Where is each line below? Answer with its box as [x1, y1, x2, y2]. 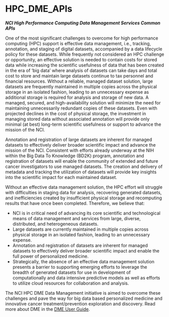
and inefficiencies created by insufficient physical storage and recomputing [5, 195, 162, 201]
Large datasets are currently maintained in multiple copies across [12, 226, 149, 232]
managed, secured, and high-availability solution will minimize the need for [5, 99, 161, 105]
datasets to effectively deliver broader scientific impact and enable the [12, 248, 160, 254]
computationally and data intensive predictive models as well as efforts [12, 274, 160, 280]
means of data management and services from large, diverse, [12, 215, 141, 221]
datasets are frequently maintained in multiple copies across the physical [5, 83, 157, 89]
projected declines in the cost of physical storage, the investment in [5, 110, 146, 117]
